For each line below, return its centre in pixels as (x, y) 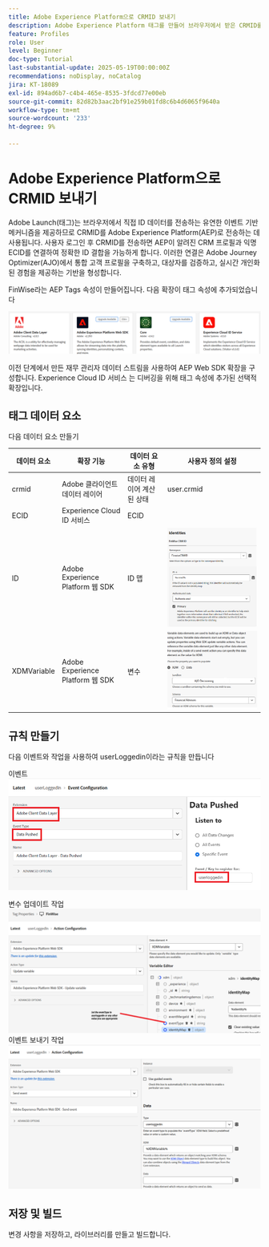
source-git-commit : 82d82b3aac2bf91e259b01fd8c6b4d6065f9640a (114, 101)
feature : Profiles (39, 34)
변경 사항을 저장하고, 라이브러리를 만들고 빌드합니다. (89, 1234)
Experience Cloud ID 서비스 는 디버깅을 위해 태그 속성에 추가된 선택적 (148, 378)
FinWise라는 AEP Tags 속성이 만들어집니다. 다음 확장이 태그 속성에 (113, 289)
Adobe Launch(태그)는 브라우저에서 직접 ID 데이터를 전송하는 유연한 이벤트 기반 (133, 222)
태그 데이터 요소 (45, 416)
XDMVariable (33, 671)
